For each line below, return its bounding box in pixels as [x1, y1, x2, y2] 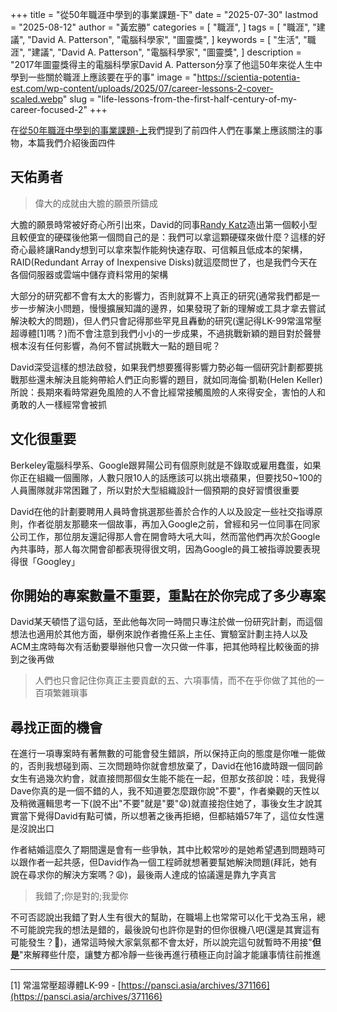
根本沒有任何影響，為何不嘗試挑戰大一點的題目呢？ [10, 339, 221, 352]
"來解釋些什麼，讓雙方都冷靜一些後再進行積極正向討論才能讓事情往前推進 [19, 949, 322, 961]
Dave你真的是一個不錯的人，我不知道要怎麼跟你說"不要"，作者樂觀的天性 [10, 785, 312, 797]
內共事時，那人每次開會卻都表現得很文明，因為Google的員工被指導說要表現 [10, 543, 321, 555]
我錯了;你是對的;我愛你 [34, 890, 129, 902]
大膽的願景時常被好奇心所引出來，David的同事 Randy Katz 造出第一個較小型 [10, 218, 318, 230]
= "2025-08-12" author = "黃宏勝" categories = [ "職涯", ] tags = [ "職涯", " [10, 21, 317, 33]
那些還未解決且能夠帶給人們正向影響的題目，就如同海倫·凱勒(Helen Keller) [18, 373, 323, 385]
